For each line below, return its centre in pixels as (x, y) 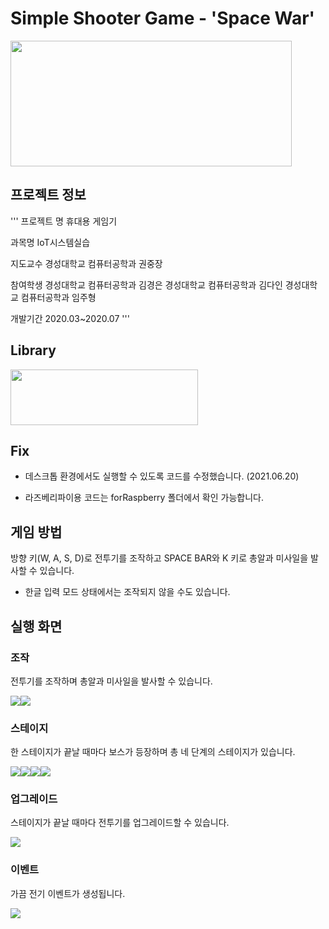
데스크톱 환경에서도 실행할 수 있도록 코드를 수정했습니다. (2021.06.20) (162, 476)
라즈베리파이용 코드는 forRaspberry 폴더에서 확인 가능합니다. (144, 498)
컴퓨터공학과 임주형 (58, 297)
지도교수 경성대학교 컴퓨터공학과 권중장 (86, 263)
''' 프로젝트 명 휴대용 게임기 (64, 221)
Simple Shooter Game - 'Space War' (163, 18)
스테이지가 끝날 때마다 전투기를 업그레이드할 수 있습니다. (120, 823)
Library (33, 350)
